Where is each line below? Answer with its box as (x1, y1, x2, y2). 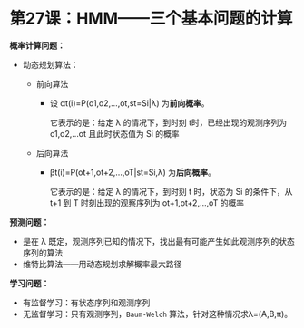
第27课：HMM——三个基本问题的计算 (9, 8, 293, 29)
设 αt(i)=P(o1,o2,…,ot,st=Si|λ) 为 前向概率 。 (49, 97, 211, 109)
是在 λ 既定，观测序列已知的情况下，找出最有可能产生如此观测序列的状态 (22, 236, 295, 246)
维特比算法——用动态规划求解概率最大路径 (22, 258, 182, 269)
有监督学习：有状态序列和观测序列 (22, 296, 151, 308)
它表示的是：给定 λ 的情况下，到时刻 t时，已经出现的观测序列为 (49, 117, 288, 128)
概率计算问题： (9, 40, 65, 51)
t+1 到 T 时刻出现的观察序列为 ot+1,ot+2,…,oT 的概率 (49, 197, 245, 208)
